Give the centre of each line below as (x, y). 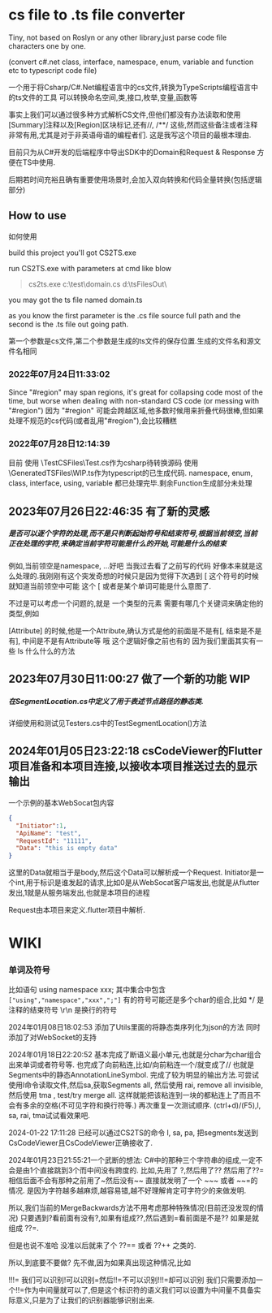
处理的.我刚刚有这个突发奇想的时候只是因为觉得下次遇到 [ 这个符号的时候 (137, 576)
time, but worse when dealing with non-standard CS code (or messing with (134, 401)
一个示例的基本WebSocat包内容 (61, 802)
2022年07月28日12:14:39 (59, 443)
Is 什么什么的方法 (46, 650)
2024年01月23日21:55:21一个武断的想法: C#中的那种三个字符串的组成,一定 (132, 1160)
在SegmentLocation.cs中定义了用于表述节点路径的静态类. (106, 701)
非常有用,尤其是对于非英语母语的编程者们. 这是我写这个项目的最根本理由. (130, 135)
